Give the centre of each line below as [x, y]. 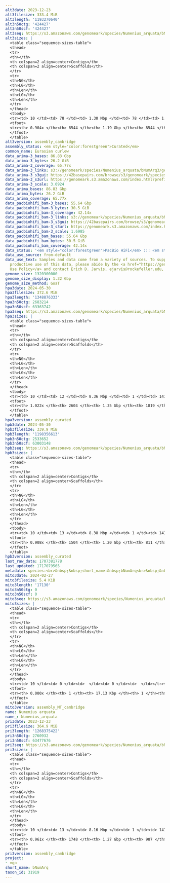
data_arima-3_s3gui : [27, 175]
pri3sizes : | [19, 750]
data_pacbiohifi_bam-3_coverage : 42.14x [49, 213]
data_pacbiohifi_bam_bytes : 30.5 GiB [45, 241]
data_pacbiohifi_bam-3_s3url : [37, 227]
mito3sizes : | [20, 604]
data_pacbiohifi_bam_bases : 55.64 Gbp [46, 236]
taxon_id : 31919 [22, 872]
